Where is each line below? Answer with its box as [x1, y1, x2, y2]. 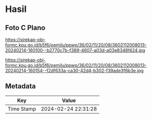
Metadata [5, 82, 36, 90]
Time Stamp [7, 105, 36, 112]
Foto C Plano [5, 23, 45, 32]
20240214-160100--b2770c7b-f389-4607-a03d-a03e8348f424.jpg [5, 47, 145, 53]
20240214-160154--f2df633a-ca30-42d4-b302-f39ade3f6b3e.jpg [5, 67, 144, 73]
